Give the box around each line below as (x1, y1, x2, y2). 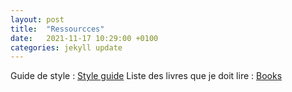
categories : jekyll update (10, 42, 123, 53)
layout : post (10, 14, 65, 25)
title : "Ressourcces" (10, 24, 105, 34)
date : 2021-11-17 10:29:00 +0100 (10, 33, 159, 43)
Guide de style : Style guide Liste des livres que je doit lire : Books (10, 70, 283, 82)
